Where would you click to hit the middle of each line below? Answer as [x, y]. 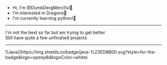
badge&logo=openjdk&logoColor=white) [46, 57]
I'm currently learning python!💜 [44, 18]
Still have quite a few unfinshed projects [46, 38]
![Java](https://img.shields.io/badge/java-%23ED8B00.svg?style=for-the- [81, 52]
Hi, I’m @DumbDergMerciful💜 [42, 8]
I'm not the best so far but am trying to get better [55, 32]
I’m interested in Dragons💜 [40, 13]
